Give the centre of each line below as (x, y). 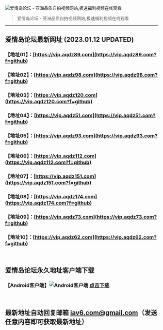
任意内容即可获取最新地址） (47, 322)
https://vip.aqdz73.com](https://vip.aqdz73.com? (96, 217)
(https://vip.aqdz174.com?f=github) (49, 203)
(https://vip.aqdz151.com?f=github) (48, 183)
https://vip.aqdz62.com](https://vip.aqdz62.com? (96, 237)
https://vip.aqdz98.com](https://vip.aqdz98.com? (97, 75)
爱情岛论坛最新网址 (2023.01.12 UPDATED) (70, 39)
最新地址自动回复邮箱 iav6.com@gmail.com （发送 (81, 313)
